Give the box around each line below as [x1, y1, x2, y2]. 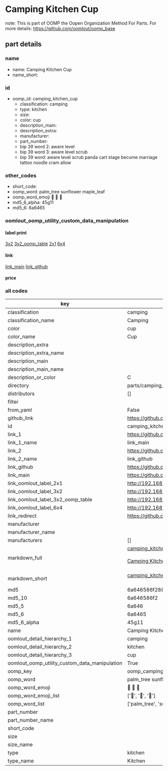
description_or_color [7, 374, 56, 381]
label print [5, 230, 27, 236]
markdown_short [7, 575, 47, 582]
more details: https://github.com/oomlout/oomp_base [5, 25, 115, 31]
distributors [7, 390, 35, 397]
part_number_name [7, 717, 53, 724]
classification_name [7, 317, 54, 324]
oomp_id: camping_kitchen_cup [12, 95, 78, 101]
